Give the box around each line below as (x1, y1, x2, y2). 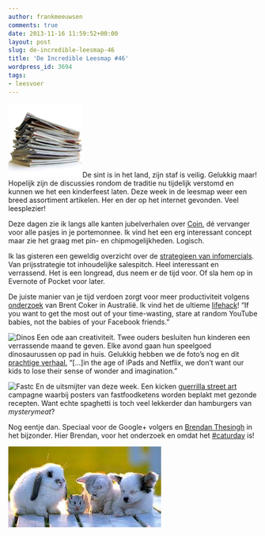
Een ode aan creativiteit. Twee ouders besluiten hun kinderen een (36, 332, 251, 342)
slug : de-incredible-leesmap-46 (8, 46, 115, 55)
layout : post (8, 38, 51, 46)
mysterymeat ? (8, 407, 55, 416)
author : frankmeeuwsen (8, 13, 83, 21)
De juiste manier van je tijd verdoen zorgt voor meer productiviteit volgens (8, 292, 250, 301)
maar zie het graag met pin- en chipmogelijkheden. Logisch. (8, 235, 205, 245)
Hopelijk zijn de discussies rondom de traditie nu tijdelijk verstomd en (8, 178, 235, 188)
